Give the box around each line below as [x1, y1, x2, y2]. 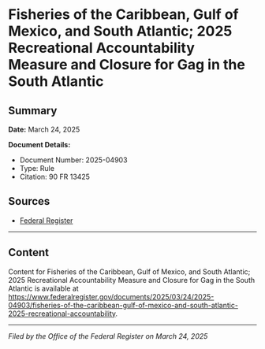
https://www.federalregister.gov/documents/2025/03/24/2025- [8, 291, 215, 301]
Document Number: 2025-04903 [19, 155, 128, 165]
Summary [8, 104, 58, 117]
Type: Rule [19, 164, 55, 173]
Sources [8, 195, 50, 208]
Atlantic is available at [8, 284, 79, 293]
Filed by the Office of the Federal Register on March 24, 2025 [8, 331, 208, 340]
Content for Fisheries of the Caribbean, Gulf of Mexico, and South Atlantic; [8, 266, 251, 277]
